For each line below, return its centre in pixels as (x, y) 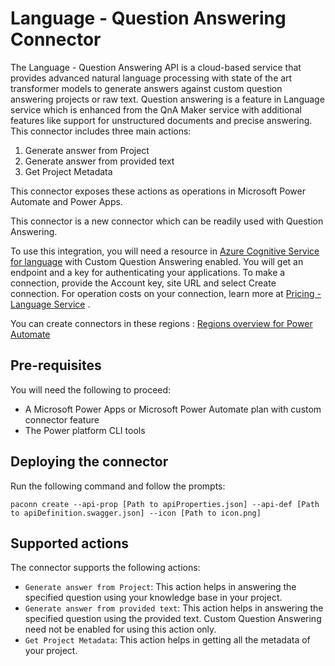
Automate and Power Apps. (66, 201)
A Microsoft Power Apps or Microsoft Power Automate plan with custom (173, 409)
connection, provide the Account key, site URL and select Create (143, 283)
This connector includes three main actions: (101, 131)
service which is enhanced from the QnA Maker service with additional (156, 109)
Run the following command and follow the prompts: (118, 486)
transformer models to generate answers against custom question (146, 88)
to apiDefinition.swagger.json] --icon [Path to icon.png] (136, 513)
